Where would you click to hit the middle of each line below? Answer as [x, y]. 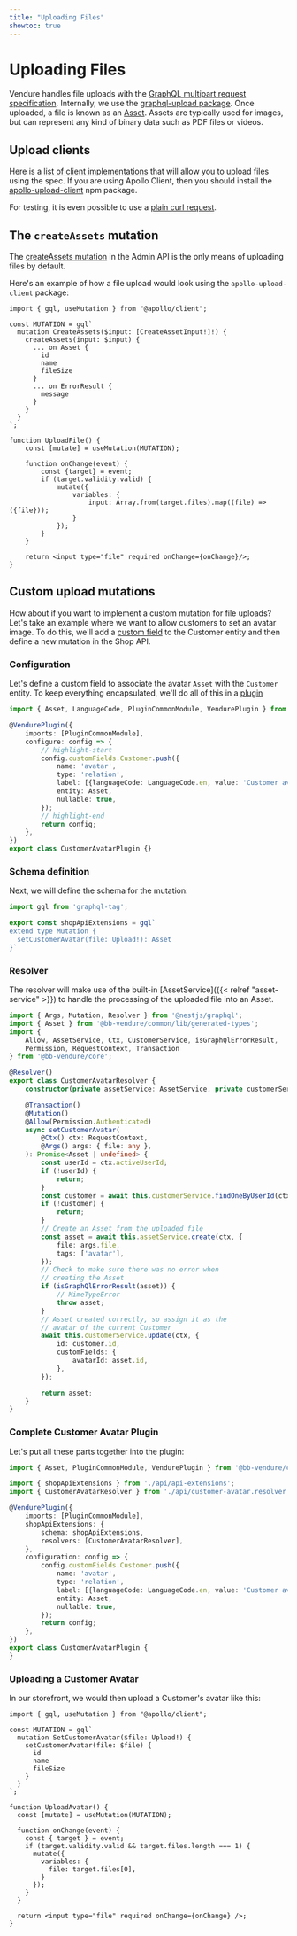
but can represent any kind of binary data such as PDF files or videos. [136, 122]
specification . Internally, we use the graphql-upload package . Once [132, 104]
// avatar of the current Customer [107, 1327]
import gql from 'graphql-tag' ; [69, 907]
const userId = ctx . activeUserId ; [104, 1163]
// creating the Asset [83, 1278]
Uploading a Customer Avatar [74, 1678]
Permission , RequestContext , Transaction [102, 1048]
